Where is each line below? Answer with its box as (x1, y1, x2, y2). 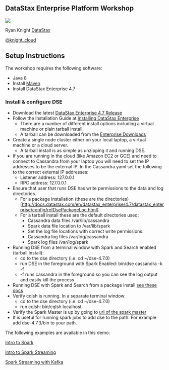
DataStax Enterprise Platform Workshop (5, 4, 134, 13)
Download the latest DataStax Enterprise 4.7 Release (12, 109, 123, 116)
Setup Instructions (5, 52, 65, 60)
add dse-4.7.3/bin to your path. (12, 319, 77, 326)
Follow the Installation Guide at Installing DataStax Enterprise (12, 115, 139, 121)
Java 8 (12, 75, 27, 81)
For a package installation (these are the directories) (20, 196, 129, 202)
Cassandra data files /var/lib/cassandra (27, 217, 109, 224)
